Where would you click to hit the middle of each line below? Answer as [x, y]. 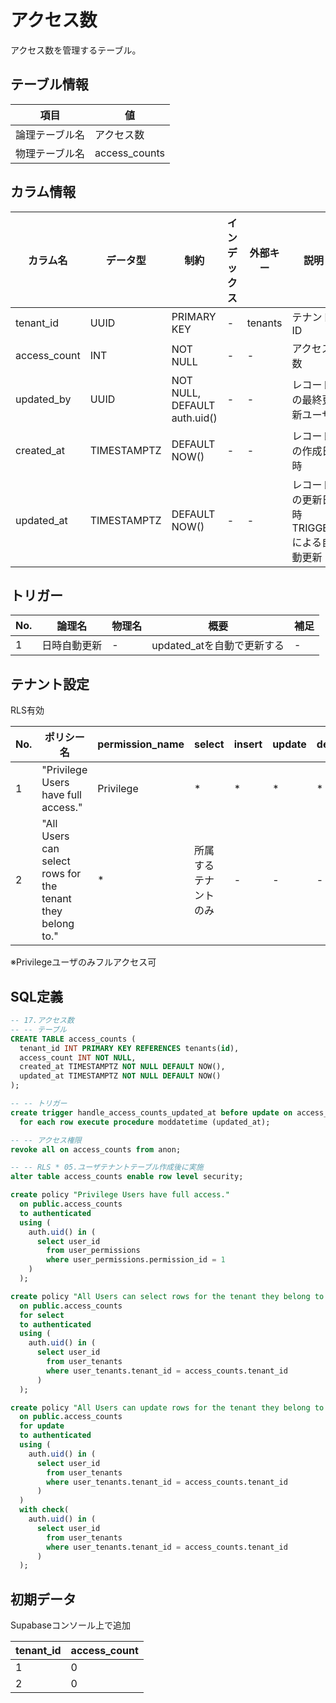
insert [248, 744]
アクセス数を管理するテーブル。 [76, 50]
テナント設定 [50, 684]
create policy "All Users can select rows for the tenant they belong [160, 1296]
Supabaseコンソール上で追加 [70, 1625]
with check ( [44, 1510]
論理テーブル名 [50, 134]
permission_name [141, 744]
